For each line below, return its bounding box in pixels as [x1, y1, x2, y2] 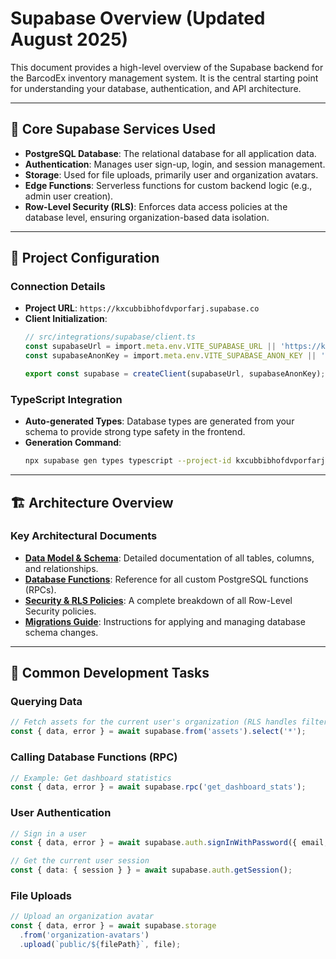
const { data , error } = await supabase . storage [10, 921, 217, 931]
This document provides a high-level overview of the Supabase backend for [10, 61, 324, 73]
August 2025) [10, 28, 129, 51]
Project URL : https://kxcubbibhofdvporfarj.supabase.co [24, 302, 260, 314]
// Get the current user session [10, 856, 150, 866]
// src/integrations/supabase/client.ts [24, 332, 196, 342]
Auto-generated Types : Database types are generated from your [24, 415, 295, 427]
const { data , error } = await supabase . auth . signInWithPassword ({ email [10, 838, 325, 848]
